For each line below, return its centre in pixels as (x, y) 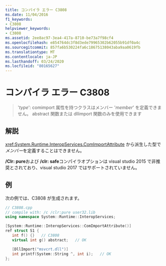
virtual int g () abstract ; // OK (49, 240)
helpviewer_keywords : (28, 29)
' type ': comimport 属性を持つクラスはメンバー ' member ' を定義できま (90, 108)
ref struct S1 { (22, 231)
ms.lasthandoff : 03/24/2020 (35, 61)
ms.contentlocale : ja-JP (31, 57)
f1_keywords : (19, 19)
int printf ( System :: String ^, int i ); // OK (62, 254)
